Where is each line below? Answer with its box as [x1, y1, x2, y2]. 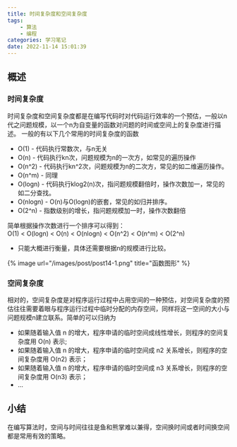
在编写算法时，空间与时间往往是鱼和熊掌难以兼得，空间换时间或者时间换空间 [7, 422, 230, 431]
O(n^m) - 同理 [17, 170, 59, 179]
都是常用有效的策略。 [7, 431, 69, 440]
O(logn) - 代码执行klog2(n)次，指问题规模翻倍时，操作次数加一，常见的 [17, 180, 225, 188]
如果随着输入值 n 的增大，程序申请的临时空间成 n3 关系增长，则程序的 [17, 364, 221, 372]
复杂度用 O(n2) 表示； [23, 354, 88, 363]
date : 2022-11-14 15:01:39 [7, 43, 87, 50]
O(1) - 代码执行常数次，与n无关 [17, 144, 108, 153]
